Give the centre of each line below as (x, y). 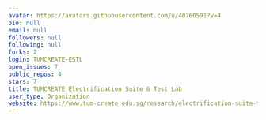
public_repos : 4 (35, 74)
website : (23, 103)
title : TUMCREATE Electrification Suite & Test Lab (95, 89)
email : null (28, 30)
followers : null (35, 37)
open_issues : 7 (33, 67)
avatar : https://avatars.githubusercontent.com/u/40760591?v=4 (115, 15)
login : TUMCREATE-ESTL (46, 60)
